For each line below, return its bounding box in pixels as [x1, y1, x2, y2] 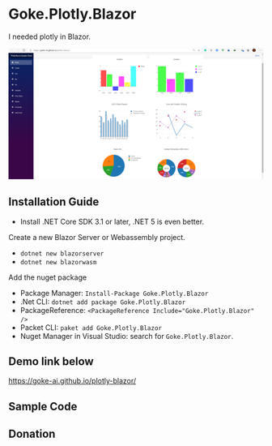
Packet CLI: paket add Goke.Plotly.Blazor [19, 322, 162, 332]
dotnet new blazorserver [19, 249, 104, 258]
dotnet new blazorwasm [19, 258, 97, 266]
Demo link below [8, 354, 95, 369]
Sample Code [8, 399, 78, 414]
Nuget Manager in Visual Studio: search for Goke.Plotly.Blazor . [19, 331, 234, 341]
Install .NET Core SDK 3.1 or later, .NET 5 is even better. [19, 217, 205, 226]
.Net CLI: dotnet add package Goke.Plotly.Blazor [19, 297, 186, 307]
